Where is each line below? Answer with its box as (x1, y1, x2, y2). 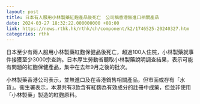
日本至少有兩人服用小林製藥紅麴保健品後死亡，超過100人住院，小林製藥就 (6, 49, 189, 56)
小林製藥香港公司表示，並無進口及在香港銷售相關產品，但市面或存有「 (6, 76, 180, 84)
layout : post (6, 8, 39, 15)
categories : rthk (6, 31, 50, 37)
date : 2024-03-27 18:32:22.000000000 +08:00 (6, 20, 120, 26)
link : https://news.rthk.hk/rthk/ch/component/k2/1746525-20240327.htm (6, 25, 189, 32)
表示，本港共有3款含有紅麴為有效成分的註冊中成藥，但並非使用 (35, 84, 191, 91)
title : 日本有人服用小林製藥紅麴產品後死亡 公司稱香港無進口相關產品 (6, 14, 159, 20)
